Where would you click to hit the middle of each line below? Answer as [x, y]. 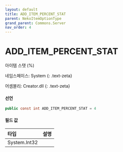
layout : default [21, 9]
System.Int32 [23, 142]
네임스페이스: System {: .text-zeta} [39, 76]
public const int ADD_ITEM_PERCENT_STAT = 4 [51, 109]
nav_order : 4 [18, 28]
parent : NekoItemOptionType [33, 18]
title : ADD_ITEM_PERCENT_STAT [36, 14]
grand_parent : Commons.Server [36, 23]
